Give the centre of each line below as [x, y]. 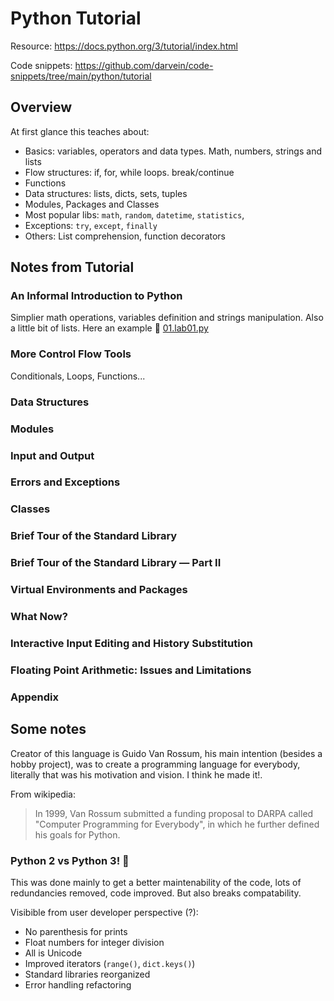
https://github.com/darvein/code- [144, 65]
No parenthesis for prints [76, 931]
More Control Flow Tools [71, 354]
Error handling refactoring [78, 984]
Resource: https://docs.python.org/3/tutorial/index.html [124, 46]
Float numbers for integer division [94, 942]
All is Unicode [53, 953]
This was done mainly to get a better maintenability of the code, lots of [156, 882]
